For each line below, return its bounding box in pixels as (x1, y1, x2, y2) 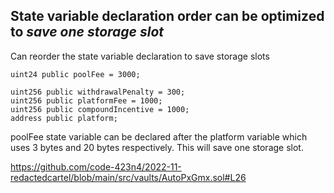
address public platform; (10, 113, 118, 123)
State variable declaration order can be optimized (10, 8, 325, 25)
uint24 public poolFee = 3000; (10, 69, 141, 79)
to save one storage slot (10, 24, 164, 41)
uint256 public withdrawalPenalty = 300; (10, 87, 186, 97)
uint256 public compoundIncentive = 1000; (10, 104, 190, 114)
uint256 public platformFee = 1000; (10, 95, 163, 106)
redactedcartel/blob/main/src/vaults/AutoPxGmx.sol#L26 (10, 171, 247, 183)
